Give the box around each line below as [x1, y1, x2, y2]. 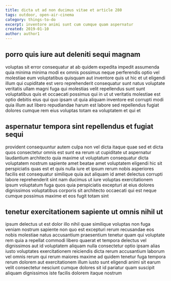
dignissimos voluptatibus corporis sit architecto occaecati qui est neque [5, 187, 157, 193]
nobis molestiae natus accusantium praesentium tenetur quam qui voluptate [5, 232, 165, 238]
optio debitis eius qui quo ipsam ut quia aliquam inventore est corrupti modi [5, 96, 164, 102]
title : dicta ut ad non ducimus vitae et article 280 [5, 7, 123, 13]
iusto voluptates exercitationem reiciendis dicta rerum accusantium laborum [5, 248, 165, 254]
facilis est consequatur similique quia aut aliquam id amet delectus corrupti [5, 171, 163, 177]
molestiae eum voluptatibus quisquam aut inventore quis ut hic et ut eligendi [5, 75, 166, 81]
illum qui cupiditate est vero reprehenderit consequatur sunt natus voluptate [5, 80, 165, 86]
